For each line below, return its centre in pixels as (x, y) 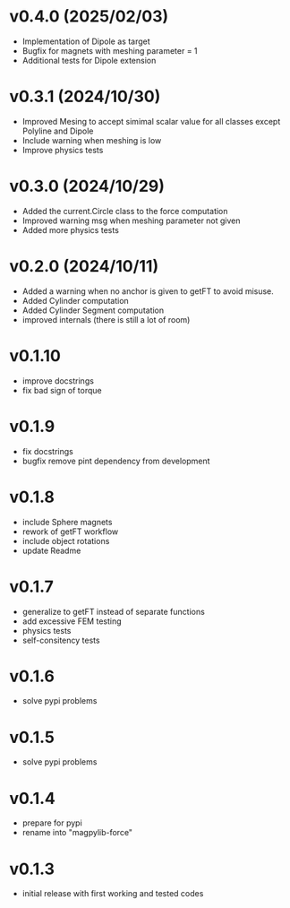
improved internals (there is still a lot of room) (106, 319)
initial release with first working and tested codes (113, 894)
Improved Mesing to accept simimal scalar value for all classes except (151, 121)
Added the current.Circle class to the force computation (125, 211)
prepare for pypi (52, 823)
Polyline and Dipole (58, 131)
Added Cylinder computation (76, 300)
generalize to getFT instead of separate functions (114, 611)
